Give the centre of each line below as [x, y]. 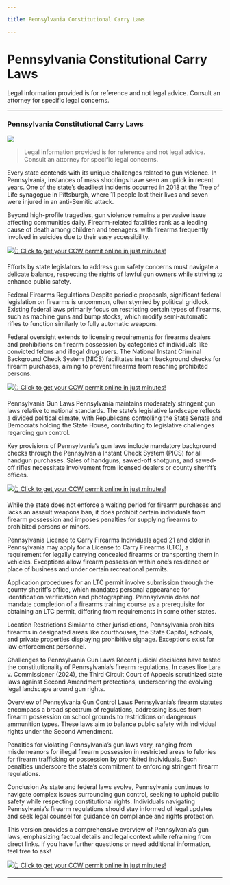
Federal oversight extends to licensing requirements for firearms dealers [109, 337]
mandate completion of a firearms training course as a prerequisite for [106, 604]
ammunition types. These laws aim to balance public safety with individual [112, 724]
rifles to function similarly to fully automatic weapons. [83, 323]
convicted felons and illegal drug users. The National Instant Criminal [104, 351]
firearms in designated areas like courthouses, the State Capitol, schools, [110, 632]
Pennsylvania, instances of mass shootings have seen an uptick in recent [110, 179]
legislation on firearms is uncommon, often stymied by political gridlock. [108, 301]
